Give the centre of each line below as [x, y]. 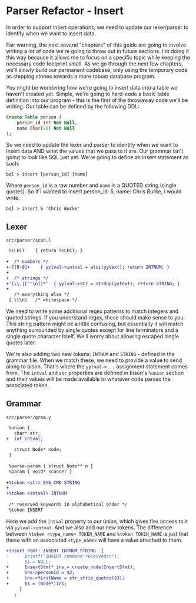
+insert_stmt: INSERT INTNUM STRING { [55, 551]
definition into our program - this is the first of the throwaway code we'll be [97, 100]
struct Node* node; [38, 450]
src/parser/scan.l [29, 240]
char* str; [27, 433]
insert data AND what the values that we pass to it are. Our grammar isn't [95, 151]
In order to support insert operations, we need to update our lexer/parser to [97, 27]
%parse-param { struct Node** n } [51, 466]
